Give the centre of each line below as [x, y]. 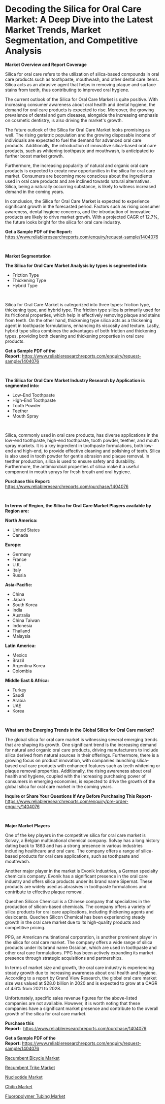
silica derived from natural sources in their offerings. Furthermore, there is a [82, 755]
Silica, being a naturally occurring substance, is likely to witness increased [81, 186]
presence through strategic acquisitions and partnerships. [64, 958]
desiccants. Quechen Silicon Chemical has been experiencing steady [75, 917]
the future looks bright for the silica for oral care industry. [63, 222]
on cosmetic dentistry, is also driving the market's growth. [64, 120]
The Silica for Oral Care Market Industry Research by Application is [75, 380]
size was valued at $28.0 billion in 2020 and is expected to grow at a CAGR [81, 983]
